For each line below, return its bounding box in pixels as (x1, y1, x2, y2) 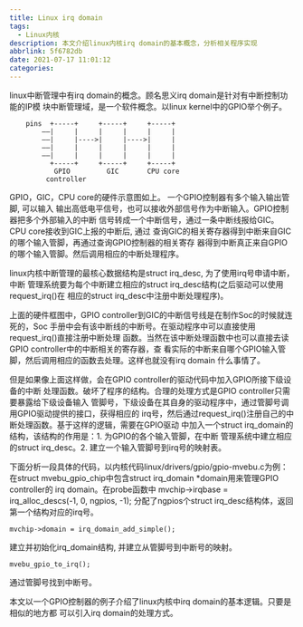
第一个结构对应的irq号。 (9, 506, 99, 517)
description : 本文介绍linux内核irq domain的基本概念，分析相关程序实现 (9, 38, 258, 48)
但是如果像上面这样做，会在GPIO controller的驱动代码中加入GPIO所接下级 (9, 373, 284, 385)
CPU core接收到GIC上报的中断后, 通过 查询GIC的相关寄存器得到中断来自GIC (9, 226, 292, 236)
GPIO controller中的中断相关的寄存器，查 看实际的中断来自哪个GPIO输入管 (9, 343, 287, 354)
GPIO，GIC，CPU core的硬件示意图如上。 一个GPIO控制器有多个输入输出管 (9, 191, 290, 202)
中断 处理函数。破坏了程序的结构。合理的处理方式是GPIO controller (24, 385, 275, 396)
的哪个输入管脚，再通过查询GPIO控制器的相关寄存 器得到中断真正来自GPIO (9, 236, 288, 247)
